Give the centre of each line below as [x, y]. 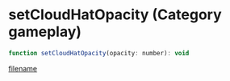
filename [23, 68]
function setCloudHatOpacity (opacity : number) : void [99, 53]
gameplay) [45, 32]
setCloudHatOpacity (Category [115, 15]
